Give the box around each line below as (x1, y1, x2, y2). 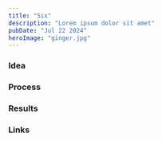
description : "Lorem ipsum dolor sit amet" (8, 19, 156, 27)
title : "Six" (8, 11, 52, 20)
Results (8, 103, 38, 114)
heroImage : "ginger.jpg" (8, 33, 91, 42)
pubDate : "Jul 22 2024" (8, 26, 88, 34)
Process (8, 81, 41, 92)
